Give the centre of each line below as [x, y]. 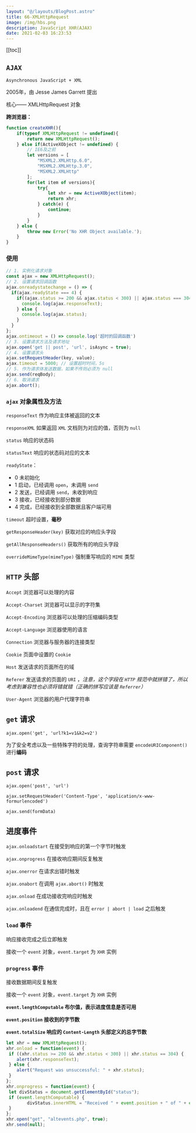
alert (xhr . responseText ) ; [48, 1059]
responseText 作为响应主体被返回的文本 [53, 415]
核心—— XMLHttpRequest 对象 [43, 104]
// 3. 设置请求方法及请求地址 [38, 342]
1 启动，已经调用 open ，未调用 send [56, 485]
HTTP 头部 [22, 577]
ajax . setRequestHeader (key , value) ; [50, 358]
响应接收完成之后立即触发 [37, 939]
